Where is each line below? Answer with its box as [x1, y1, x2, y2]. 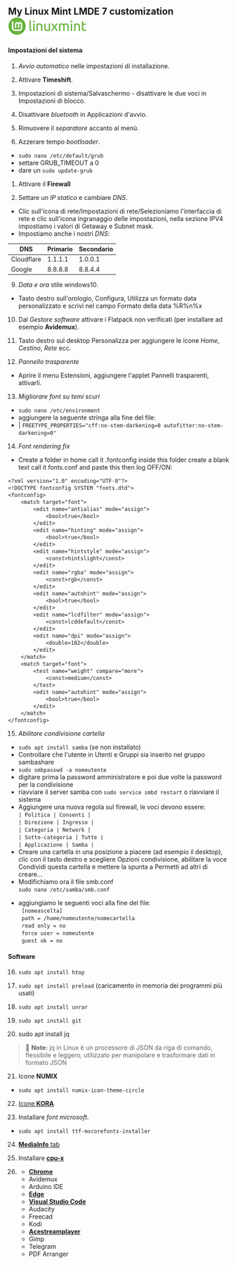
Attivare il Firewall [18, 180, 71, 188]
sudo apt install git [18, 1017, 81, 1025]
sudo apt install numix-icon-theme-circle [18, 1087, 145, 1094]
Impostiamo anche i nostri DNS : [18, 229, 110, 238]
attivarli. [18, 379, 42, 387]
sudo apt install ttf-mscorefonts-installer [18, 1128, 151, 1135]
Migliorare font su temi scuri [18, 392, 100, 401]
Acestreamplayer [28, 1228, 81, 1236]
